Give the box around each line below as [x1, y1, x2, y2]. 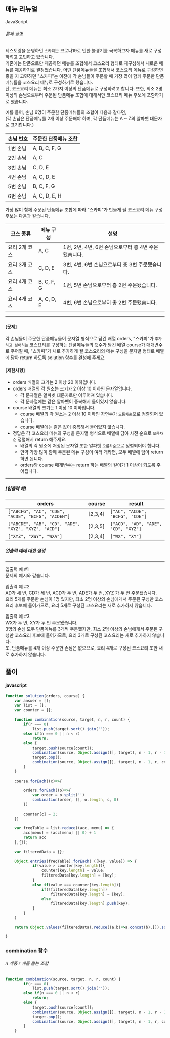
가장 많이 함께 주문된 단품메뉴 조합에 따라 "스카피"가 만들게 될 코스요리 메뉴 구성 [5, 207, 163, 213]
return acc [23, 835, 47, 840]
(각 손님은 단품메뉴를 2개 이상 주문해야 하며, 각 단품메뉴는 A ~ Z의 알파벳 [5, 116, 149, 122]
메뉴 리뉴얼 [5, 5, 38, 14]
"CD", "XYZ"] [110, 526, 142, 532]
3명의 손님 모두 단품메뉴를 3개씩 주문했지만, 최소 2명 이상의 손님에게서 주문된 [5, 626, 158, 632]
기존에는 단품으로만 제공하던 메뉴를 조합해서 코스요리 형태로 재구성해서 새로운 [5, 60, 158, 67]
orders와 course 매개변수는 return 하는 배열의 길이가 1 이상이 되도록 [20, 462, 156, 468]
